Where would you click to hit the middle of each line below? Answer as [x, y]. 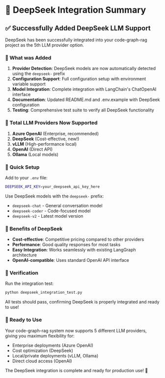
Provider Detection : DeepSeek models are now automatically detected [84, 69]
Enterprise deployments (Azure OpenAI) [53, 345]
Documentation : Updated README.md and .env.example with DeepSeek [86, 100]
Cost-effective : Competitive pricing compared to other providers [78, 239]
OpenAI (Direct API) [32, 149]
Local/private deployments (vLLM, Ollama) [55, 355]
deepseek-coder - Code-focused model [51, 211]
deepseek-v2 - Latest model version [48, 216]
